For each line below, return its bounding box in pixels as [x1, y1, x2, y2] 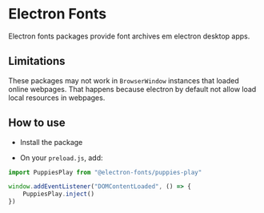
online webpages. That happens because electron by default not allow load [8, 84, 257, 94]
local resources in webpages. [8, 93, 106, 102]
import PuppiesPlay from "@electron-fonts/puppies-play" [8, 168, 202, 176]
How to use [8, 116, 66, 130]
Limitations [8, 54, 66, 68]
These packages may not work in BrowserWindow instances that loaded [8, 75, 240, 85]
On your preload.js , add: [19, 153, 103, 163]
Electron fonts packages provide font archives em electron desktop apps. [8, 31, 250, 41]
